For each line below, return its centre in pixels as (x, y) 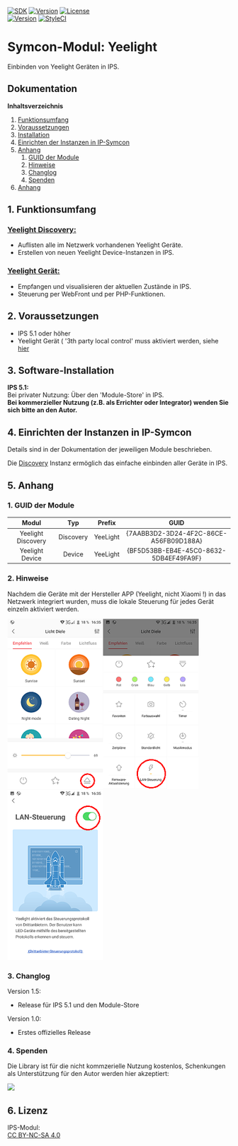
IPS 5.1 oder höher (44, 333)
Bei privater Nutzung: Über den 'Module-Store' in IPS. (86, 395)
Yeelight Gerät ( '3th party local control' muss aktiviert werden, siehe (118, 340)
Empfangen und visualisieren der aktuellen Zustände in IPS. (104, 286)
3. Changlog (29, 975)
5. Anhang (31, 485)
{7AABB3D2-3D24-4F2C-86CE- (177, 533)
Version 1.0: (24, 1019)
